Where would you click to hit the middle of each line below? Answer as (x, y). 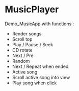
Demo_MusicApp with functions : (39, 24)
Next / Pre (23, 56)
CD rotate (22, 50)
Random (21, 61)
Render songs (27, 33)
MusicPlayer (32, 10)
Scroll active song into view (41, 77)
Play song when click (34, 83)
